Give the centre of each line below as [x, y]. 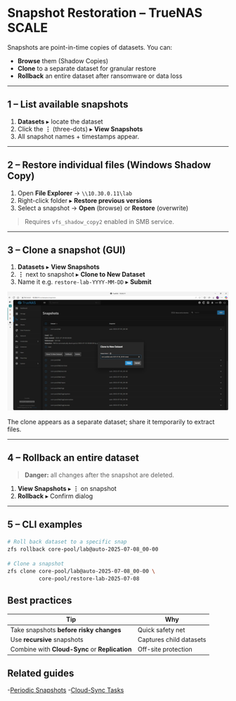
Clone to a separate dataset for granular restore [87, 68]
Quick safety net [162, 629]
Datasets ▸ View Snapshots [58, 267]
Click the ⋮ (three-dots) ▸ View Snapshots [80, 129]
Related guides [41, 673]
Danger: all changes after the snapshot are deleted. [99, 475]
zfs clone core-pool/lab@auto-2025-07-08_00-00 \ [81, 571]
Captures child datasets [172, 639]
